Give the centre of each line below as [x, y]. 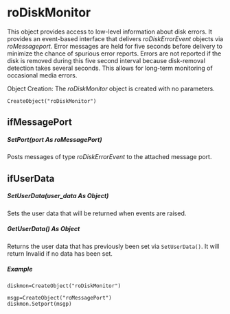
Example [20, 269]
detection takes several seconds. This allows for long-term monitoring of [110, 68]
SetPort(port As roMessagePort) [55, 139]
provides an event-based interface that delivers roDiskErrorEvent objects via [115, 38]
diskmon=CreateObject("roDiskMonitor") [64, 286]
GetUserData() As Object [44, 229]
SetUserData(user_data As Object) [58, 196]
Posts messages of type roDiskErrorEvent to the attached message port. [110, 157]
